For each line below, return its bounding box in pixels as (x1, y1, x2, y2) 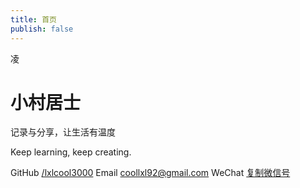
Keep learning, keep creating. (10, 146, 132, 158)
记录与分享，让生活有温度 (10, 126, 116, 138)
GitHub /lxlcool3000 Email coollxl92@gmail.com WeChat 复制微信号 (10, 167, 291, 179)
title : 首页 (10, 14, 57, 25)
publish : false (10, 24, 74, 34)
